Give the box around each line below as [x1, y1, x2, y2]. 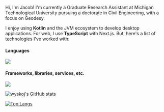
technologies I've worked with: [5, 36, 70, 42]
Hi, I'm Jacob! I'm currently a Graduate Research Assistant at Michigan [5, 5, 154, 10]
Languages [5, 47, 30, 53]
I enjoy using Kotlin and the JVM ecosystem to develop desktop [5, 25, 140, 31]
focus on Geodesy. [5, 15, 45, 21]
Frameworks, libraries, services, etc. [5, 70, 85, 76]
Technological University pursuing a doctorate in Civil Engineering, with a [5, 10, 159, 16]
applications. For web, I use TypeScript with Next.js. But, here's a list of [5, 31, 156, 36]
